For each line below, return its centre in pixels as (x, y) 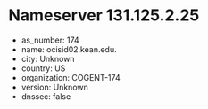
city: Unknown (48, 58)
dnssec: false (46, 96)
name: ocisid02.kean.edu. (69, 49)
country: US (43, 68)
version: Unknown (54, 87)
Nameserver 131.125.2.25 (104, 16)
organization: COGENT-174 (71, 77)
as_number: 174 (50, 40)
